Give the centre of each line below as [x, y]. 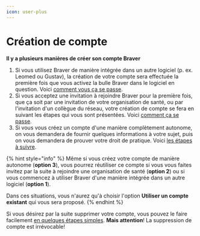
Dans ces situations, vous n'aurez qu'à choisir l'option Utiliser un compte [97, 196]
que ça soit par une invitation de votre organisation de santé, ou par [99, 102]
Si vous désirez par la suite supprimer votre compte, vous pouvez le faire [97, 214]
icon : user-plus [27, 12]
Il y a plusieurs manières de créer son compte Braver [73, 58]
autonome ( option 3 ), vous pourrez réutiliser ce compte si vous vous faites [99, 165]
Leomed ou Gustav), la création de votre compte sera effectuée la [97, 76]
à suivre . [26, 147]
